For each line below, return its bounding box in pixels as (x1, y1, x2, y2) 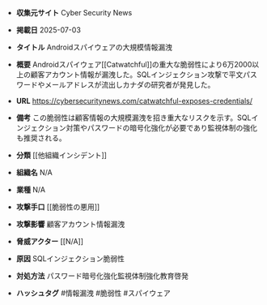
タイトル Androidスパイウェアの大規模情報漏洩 (15, 42, 172, 52)
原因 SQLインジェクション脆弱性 (15, 254, 125, 263)
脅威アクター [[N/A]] (15, 237, 83, 246)
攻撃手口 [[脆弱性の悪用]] (15, 202, 100, 212)
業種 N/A (15, 185, 46, 194)
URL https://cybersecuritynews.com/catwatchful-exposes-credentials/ (15, 97, 253, 105)
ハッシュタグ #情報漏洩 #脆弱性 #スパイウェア (15, 288, 172, 298)
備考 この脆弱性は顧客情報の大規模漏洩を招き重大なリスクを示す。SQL (15, 113, 252, 122)
